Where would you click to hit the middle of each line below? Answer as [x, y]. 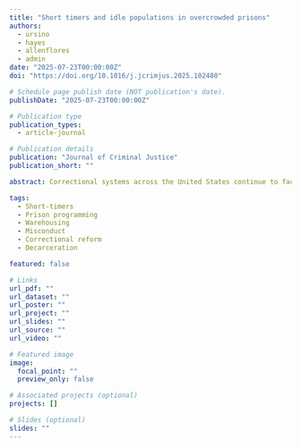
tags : [19, 198]
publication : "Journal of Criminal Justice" [94, 157]
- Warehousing [43, 223]
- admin [32, 59]
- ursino [34, 34]
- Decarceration [47, 248]
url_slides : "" [38, 322]
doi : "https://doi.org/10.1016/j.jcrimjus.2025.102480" [116, 76]
